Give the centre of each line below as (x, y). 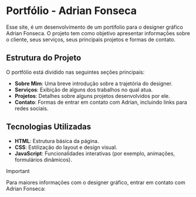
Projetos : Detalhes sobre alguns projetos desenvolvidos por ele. (92, 96)
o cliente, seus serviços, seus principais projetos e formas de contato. (91, 39)
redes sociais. (31, 108)
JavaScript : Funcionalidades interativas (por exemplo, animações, (94, 153)
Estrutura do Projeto (44, 58)
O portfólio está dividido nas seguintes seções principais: (75, 72)
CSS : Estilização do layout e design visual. (66, 147)
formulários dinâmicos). (43, 159)
